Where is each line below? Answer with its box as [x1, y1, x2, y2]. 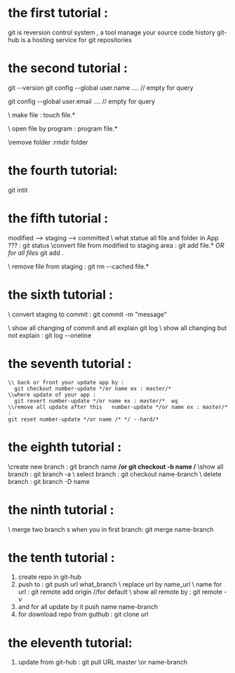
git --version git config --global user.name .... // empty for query [8, 83, 194, 92]
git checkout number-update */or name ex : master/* [14, 385, 172, 392]
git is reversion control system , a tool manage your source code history [8, 28, 216, 37]
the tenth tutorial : [8, 549, 115, 566]
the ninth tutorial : [8, 502, 114, 518]
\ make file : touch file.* [8, 110, 76, 119]
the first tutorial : [8, 5, 108, 21]
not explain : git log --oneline [8, 331, 92, 339]
